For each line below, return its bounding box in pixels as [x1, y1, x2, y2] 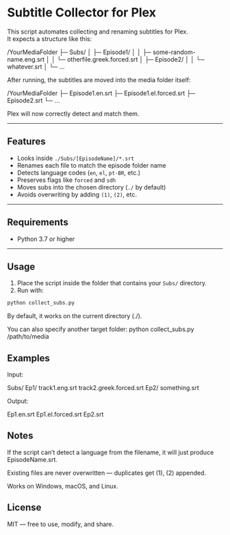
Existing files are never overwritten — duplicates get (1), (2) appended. [7, 469, 207, 477]
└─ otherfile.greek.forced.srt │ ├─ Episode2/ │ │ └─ [57, 55, 205, 63]
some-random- [153, 48, 196, 56]
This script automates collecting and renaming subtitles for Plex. [7, 27, 188, 36]
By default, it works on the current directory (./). [7, 312, 142, 320]
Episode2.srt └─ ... [7, 96, 60, 104]
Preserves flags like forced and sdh [16, 176, 116, 184]
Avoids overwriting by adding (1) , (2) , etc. [16, 190, 137, 198]
